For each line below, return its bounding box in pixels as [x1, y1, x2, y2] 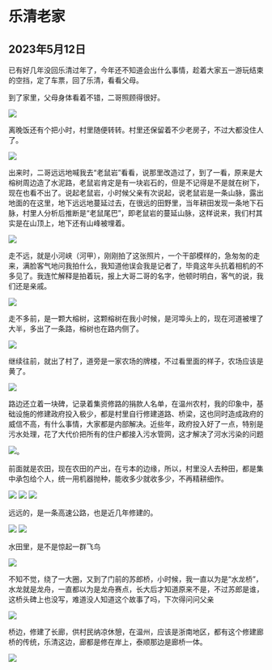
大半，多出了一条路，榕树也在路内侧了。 [8, 324, 143, 333]
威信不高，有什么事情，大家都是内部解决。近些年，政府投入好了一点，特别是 [8, 419, 264, 428]
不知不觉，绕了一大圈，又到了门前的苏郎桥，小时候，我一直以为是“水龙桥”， [8, 574, 263, 584]
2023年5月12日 [8, 42, 87, 56]
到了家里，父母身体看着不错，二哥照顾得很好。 [8, 92, 164, 102]
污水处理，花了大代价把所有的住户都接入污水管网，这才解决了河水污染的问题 [8, 429, 264, 439]
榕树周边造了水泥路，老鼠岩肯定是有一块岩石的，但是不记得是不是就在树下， [8, 178, 264, 187]
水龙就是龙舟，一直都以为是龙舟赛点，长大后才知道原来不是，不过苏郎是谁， [8, 585, 264, 594]
